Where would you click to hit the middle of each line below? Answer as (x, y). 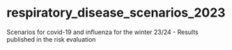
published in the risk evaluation (51, 39)
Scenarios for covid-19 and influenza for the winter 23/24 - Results (103, 32)
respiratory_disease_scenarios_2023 (116, 13)
